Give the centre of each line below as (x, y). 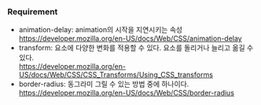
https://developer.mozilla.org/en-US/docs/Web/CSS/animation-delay (130, 38)
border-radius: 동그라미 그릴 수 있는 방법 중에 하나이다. (104, 84)
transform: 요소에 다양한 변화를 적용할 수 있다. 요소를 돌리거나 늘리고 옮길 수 (136, 48)
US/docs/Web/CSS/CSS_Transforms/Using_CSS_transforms (116, 75)
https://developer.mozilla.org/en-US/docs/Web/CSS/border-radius (127, 93)
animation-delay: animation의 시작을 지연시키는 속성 (100, 30)
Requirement (33, 12)
